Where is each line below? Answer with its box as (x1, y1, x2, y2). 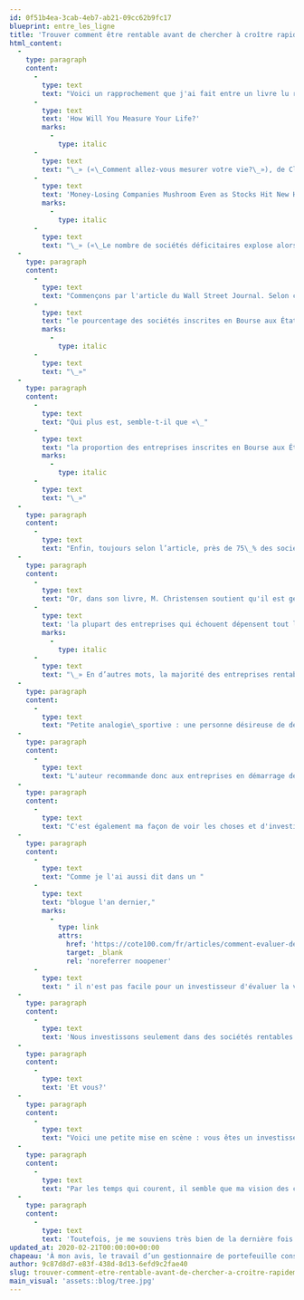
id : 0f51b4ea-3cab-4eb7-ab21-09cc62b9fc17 (9, 13, 172, 23)
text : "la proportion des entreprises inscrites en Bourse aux (42, 443, 285, 452)
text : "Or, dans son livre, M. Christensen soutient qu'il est (42, 594, 285, 603)
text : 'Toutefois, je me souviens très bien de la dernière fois (42, 1234, 294, 1244)
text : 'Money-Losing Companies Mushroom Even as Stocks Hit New (42, 190, 290, 199)
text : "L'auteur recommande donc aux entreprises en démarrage (42, 771, 285, 780)
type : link (57, 923, 100, 932)
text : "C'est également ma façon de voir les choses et (42, 822, 257, 831)
